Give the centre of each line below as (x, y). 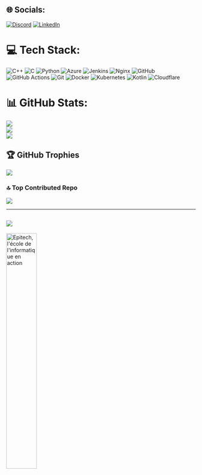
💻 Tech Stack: (43, 50)
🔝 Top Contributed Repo (42, 188)
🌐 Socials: (26, 10)
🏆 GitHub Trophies (43, 155)
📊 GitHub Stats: (47, 103)
